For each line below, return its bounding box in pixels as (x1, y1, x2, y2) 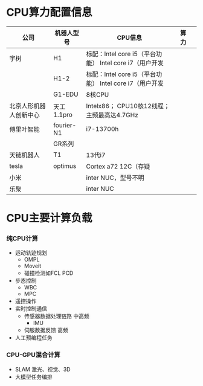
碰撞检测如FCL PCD (24, 269, 74, 277)
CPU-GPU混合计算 (6, 351, 60, 359)
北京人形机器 (9, 101, 47, 110)
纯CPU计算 (6, 234, 38, 243)
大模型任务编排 (14, 373, 53, 381)
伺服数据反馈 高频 (24, 327, 68, 334)
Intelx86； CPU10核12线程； (86, 101, 170, 110)
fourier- (53, 121, 77, 129)
